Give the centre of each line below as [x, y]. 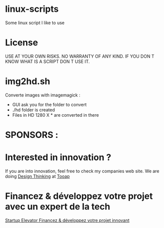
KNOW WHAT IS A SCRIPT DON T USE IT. [48, 61]
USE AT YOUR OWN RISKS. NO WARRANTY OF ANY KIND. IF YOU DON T [80, 56]
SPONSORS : [32, 135]
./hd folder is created [33, 110]
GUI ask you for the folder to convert [49, 104]
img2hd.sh [28, 81]
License [22, 43]
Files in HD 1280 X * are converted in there [56, 115]
